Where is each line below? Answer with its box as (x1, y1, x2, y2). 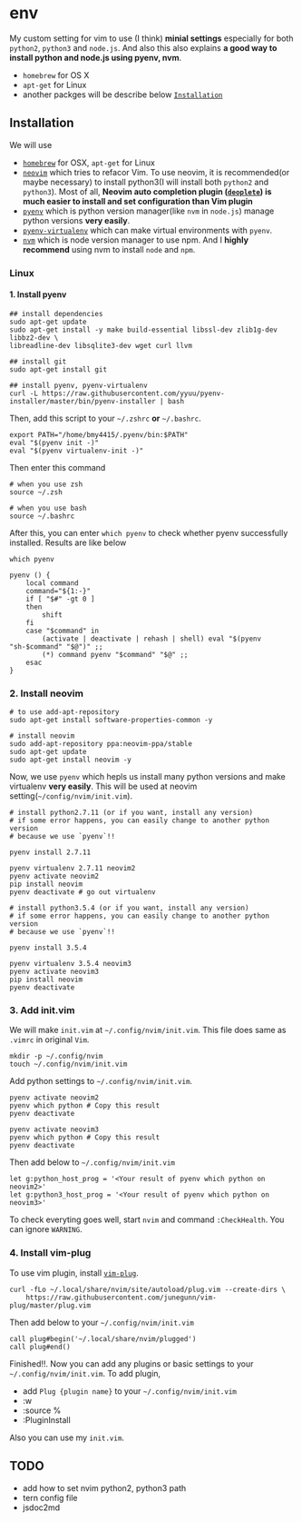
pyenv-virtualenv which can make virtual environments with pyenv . (22, 224, 273, 235)
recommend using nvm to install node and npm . (22, 244, 196, 254)
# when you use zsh (9, 480, 83, 489)
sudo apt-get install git (9, 364, 107, 374)
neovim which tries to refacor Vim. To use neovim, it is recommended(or (22, 166, 290, 177)
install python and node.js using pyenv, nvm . (9, 52, 182, 63)
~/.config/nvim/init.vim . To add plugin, (9, 1368, 161, 1378)
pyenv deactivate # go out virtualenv (9, 888, 156, 897)
